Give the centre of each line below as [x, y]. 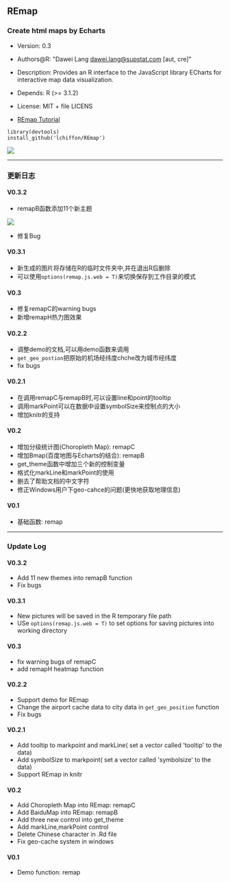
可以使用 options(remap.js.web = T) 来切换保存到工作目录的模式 [106, 277]
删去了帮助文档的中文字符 [53, 481]
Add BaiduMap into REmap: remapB [67, 812]
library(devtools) [33, 132]
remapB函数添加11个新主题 [54, 208]
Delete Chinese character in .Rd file [67, 834]
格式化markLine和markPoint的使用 [65, 473]
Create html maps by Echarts [56, 31]
